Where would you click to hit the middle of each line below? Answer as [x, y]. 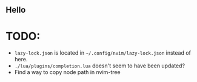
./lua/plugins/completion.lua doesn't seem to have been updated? [100, 66]
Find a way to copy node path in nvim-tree [67, 72]
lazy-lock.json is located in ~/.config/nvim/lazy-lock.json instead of [103, 53]
